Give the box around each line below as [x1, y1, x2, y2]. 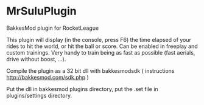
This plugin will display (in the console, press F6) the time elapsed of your [6, 36, 192, 43]
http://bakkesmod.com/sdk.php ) [6, 73, 90, 81]
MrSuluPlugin [6, 4, 77, 18]
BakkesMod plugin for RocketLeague [6, 24, 99, 32]
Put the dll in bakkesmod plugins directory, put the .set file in [6, 85, 158, 92]
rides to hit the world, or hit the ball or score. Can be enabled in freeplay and [6, 42, 198, 50]
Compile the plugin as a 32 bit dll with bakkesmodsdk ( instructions [6, 67, 175, 74]
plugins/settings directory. [6, 92, 72, 99]
